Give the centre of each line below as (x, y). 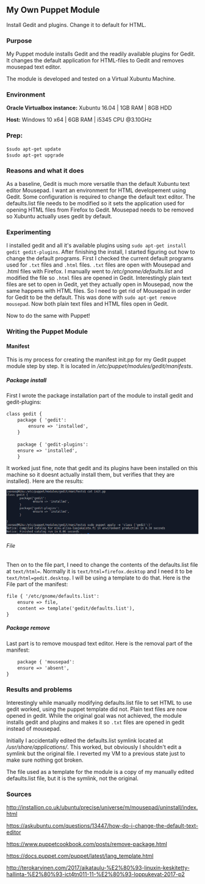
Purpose (19, 40)
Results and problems (39, 689)
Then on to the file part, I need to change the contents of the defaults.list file (102, 564)
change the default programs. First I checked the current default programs (100, 259)
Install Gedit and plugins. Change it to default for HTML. (76, 24)
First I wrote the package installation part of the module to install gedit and (100, 396)
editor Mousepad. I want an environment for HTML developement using (96, 190)
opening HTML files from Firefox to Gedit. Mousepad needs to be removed (100, 210)
